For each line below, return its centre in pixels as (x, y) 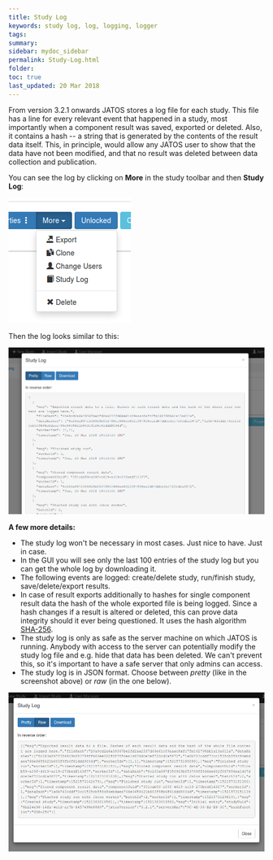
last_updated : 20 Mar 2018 (54, 85)
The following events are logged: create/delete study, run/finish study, (138, 578)
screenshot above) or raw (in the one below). (96, 681)
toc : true (25, 77)
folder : (22, 69)
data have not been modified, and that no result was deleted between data (133, 153)
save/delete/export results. (65, 586)
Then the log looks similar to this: (64, 336)
